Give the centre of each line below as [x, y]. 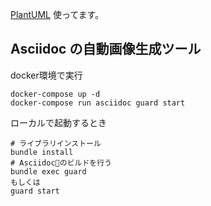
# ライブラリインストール [56, 143]
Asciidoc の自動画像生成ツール [106, 49]
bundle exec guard [48, 171]
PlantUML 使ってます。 [57, 14]
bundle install [42, 152]
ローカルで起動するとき [58, 122]
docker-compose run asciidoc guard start [98, 103]
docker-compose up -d [55, 94]
